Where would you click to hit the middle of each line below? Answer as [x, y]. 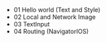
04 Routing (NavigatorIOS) [51, 31]
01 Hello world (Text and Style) [57, 10]
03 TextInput [32, 24]
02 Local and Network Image [55, 17]
